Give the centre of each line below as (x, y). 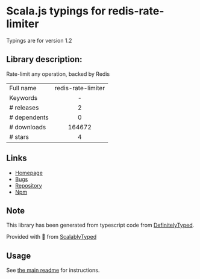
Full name (23, 88)
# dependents (29, 117)
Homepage (29, 173)
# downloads (28, 127)
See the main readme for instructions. (53, 270)
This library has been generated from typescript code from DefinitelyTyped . (100, 225)
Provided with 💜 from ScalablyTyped (52, 237)
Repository (28, 185)
